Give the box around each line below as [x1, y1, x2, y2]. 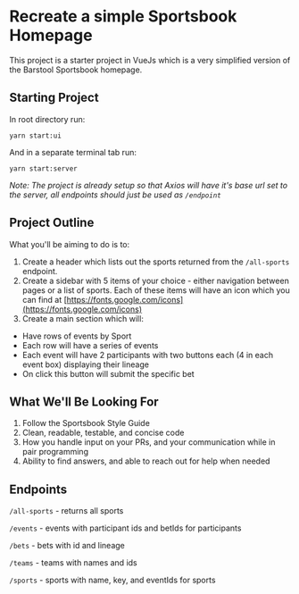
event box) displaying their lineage [21, 359, 150, 370]
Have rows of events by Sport [21, 330, 132, 341]
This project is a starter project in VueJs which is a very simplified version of [9, 54, 291, 65]
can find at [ [21, 294, 67, 305]
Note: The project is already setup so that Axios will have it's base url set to [9, 180, 288, 190]
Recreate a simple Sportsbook [9, 6, 237, 27]
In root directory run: [9, 113, 86, 124]
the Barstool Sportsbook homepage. [9, 64, 143, 75]
